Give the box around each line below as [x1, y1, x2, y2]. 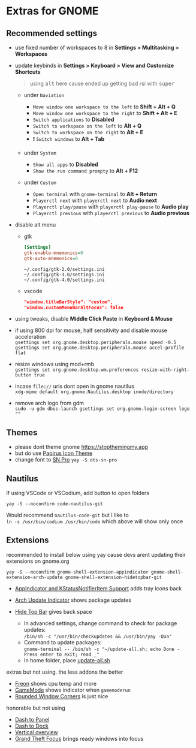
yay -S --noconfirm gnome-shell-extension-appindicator [6, 569, 149, 575]
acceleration [14, 333, 46, 340]
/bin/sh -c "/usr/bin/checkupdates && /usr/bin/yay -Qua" [23, 634, 172, 640]
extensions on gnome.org [6, 557, 70, 565]
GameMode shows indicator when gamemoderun [14, 686, 131, 693]
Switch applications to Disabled [32, 116, 114, 123]
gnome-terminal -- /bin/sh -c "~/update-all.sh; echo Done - [23, 646, 180, 652]
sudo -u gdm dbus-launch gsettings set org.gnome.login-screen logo [14, 406, 190, 412]
